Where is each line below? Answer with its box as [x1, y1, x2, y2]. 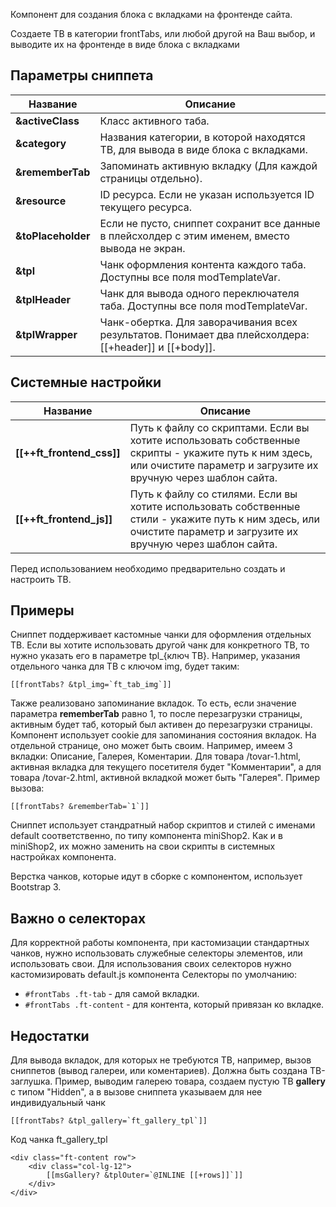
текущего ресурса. [99, 200, 193, 214]
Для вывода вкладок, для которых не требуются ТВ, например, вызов [10, 1054, 312, 1066]
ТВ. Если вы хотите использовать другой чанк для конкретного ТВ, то [10, 639, 310, 651]
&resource [15, 194, 67, 208]
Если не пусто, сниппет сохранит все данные [99, 216, 321, 230]
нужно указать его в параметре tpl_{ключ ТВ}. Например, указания [10, 650, 301, 662]
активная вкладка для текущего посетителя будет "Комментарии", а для [10, 761, 322, 773]
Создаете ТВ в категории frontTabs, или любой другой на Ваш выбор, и [10, 28, 316, 39]
